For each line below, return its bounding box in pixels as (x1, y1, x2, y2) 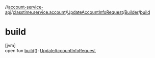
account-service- (8, 4, 44, 10)
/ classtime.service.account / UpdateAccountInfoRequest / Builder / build (11, 9, 151, 15)
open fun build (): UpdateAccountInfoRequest (5, 47, 96, 53)
